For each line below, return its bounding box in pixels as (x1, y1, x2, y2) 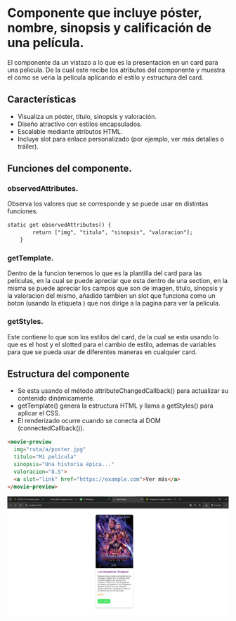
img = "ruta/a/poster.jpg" (13, 446, 86, 453)
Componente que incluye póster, (7, 5, 202, 21)
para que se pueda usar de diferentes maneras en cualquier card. (7, 347, 197, 356)
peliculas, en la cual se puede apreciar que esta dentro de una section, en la (7, 277, 228, 285)
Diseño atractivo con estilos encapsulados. (17, 120, 143, 128)
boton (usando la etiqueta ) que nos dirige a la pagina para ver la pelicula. (7, 299, 221, 308)
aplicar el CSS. (17, 409, 60, 418)
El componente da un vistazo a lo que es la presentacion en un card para (7, 58, 218, 66)
